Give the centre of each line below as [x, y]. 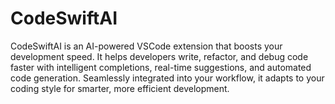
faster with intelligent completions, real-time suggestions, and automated [161, 67]
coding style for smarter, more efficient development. [120, 88]
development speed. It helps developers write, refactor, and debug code [159, 56]
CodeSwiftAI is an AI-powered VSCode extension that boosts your [146, 46]
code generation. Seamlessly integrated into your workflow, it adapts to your [167, 78]
